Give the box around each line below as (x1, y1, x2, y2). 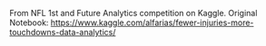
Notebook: (9, 17, 49, 28)
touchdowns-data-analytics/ (9, 27, 116, 37)
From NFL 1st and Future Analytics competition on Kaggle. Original (9, 8, 258, 18)
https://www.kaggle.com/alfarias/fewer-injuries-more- (50, 17, 254, 28)
